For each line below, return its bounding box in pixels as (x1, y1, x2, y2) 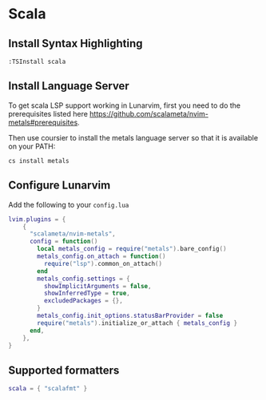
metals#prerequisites (8, 117, 78, 127)
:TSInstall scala (8, 57, 66, 65)
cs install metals (8, 156, 69, 164)
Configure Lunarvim (8, 179, 111, 192)
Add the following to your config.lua (8, 200, 129, 209)
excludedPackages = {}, (43, 297, 124, 305)
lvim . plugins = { (8, 215, 66, 224)
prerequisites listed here (8, 109, 88, 118)
